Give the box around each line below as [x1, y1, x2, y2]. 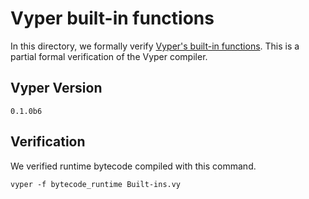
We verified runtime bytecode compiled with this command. [10, 160, 257, 172]
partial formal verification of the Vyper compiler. [10, 50, 208, 62]
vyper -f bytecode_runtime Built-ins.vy [10, 179, 182, 189]
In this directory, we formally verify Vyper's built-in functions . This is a [10, 40, 300, 52]
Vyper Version [10, 80, 103, 97]
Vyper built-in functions [10, 7, 215, 30]
